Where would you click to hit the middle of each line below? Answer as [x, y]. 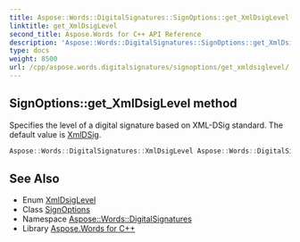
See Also [34, 178]
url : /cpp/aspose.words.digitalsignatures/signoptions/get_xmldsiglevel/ [150, 68]
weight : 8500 [33, 59]
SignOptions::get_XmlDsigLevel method [124, 104]
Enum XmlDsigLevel [59, 200]
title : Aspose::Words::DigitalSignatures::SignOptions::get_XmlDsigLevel [150, 17]
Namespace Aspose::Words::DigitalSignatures [107, 219]
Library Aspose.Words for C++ [79, 229]
